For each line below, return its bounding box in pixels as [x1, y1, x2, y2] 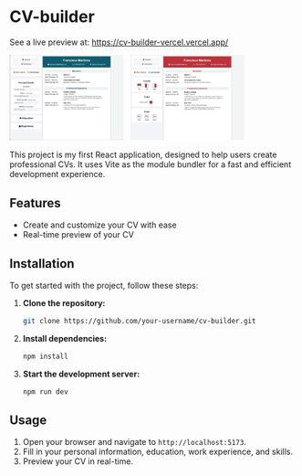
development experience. [9, 169, 106, 180]
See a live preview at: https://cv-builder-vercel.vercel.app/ [9, 37, 229, 48]
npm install [22, 352, 68, 361]
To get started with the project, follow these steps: [9, 280, 199, 291]
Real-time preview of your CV [22, 229, 134, 240]
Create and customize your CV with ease [22, 219, 177, 230]
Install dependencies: [22, 333, 108, 344]
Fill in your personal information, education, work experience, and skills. [22, 446, 294, 458]
